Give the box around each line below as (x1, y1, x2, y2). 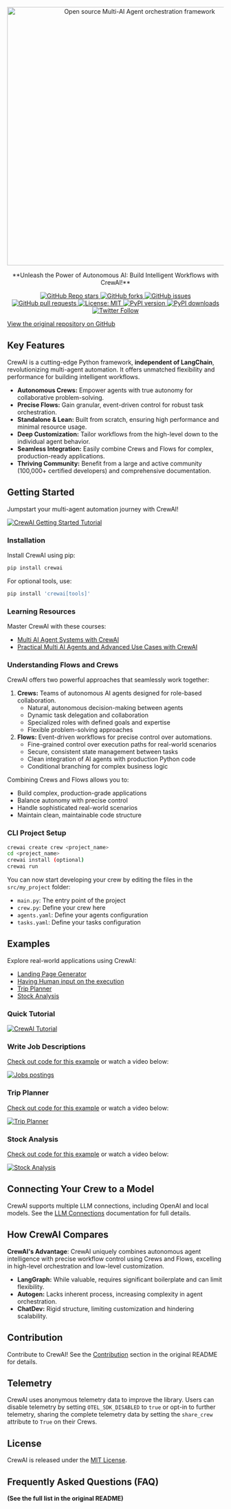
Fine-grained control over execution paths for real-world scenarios (27, 740, 217, 749)
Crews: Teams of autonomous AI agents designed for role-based (16, 689, 202, 698)
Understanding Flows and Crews (7, 660, 119, 669)
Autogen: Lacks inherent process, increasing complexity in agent (16, 1290, 203, 1298)
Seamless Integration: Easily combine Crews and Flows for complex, (16, 445, 214, 453)
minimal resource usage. (16, 423, 87, 431)
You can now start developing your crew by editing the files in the (7, 875, 193, 884)
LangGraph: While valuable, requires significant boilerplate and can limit (16, 1275, 222, 1284)
